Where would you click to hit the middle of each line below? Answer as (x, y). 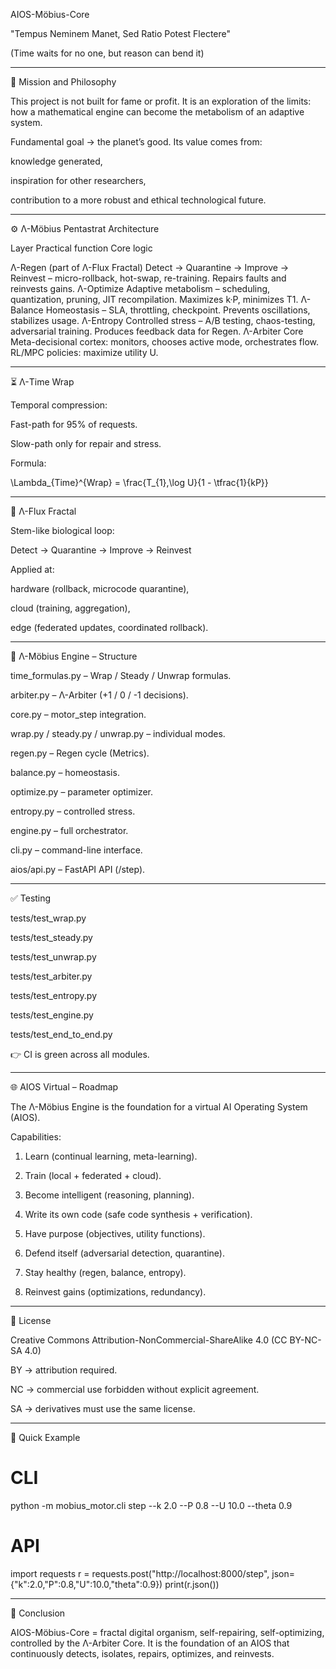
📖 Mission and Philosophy (63, 82)
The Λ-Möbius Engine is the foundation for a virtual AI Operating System (159, 1107)
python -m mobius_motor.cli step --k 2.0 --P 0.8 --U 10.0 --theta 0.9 (151, 1505)
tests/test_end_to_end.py (61, 1034)
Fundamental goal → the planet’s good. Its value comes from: (136, 142)
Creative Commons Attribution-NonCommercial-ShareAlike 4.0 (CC (149, 1340)
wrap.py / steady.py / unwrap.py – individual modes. (118, 733)
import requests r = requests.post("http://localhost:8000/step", (140, 1573)
